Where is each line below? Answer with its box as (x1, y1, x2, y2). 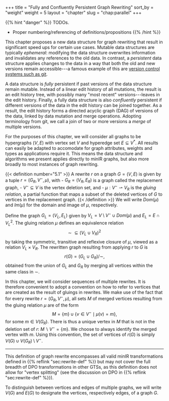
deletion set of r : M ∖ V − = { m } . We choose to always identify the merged (5, 325, 157, 332)
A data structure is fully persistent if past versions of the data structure (5, 81, 152, 87)
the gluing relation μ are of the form (5, 302, 79, 308)
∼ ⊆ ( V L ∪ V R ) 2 (67, 229, 102, 237)
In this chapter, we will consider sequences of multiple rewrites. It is (5, 278, 146, 284)
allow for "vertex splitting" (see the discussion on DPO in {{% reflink (5, 369, 146, 375)
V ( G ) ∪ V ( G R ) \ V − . (5, 336, 43, 345)
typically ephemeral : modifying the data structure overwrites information (5, 50, 156, 55)
